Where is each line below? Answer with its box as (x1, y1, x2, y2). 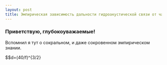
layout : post (5, 7, 32, 12)
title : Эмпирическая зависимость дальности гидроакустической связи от (5, 12, 157, 17)
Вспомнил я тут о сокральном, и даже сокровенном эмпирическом (5, 39, 150, 45)
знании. (5, 45, 21, 51)
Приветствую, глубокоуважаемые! (5, 28, 95, 35)
